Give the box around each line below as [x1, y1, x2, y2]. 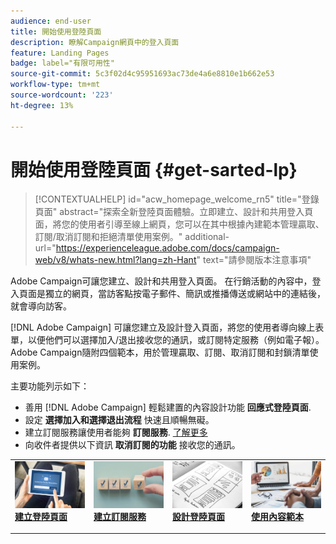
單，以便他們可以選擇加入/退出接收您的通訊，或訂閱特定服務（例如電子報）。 [10, 334, 325, 346]
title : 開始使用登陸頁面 [10, 26, 102, 37]
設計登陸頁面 [172, 510, 225, 522]
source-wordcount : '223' [10, 90, 114, 100]
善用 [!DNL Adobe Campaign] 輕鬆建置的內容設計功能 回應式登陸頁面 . [24, 401, 312, 414]
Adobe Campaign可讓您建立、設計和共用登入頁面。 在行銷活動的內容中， [10, 275, 313, 287]
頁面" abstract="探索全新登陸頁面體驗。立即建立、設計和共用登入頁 [34, 206, 314, 218]
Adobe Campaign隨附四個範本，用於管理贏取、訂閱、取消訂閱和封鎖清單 [10, 346, 310, 359]
